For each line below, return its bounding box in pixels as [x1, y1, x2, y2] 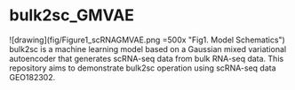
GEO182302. [9, 71, 56, 82]
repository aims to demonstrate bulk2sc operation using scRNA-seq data [9, 63, 277, 73]
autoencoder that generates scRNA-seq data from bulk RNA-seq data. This [9, 53, 284, 64]
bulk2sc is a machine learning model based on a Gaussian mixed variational [9, 43, 287, 54]
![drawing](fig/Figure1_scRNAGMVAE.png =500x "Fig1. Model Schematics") [9, 34, 286, 45]
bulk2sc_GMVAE [9, 5, 135, 26]
